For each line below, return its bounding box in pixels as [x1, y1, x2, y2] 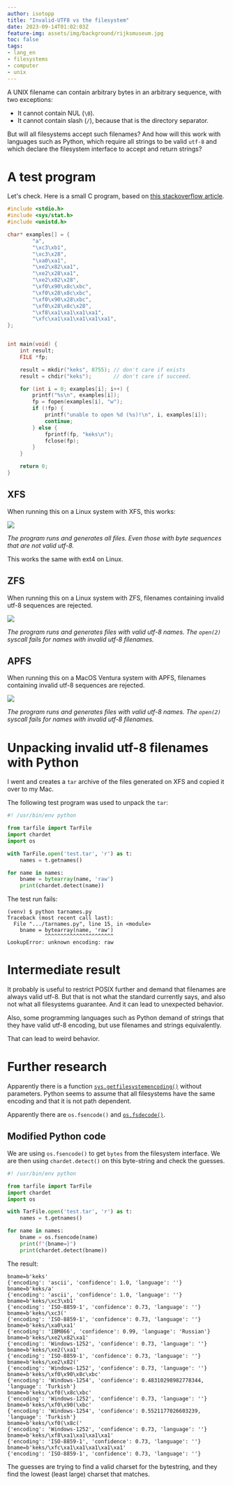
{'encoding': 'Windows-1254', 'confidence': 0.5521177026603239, [7, 1408, 201, 1414]
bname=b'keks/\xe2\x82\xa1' [7, 1334, 89, 1341]
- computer [7, 62, 39, 69]
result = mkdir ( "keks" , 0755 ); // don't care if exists [20, 366, 186, 374]
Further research [7, 1059, 107, 1075]
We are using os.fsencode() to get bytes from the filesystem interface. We [7, 1149, 221, 1158]
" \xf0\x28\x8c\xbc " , [32, 289, 92, 297]
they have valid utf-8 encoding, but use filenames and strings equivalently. [7, 1021, 222, 1030]
